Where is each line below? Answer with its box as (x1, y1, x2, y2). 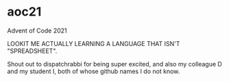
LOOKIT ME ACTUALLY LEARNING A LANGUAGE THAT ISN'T (7, 39, 180, 47)
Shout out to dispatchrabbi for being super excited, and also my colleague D (7, 60, 223, 68)
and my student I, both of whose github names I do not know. (7, 67, 180, 75)
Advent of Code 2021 (7, 26, 67, 35)
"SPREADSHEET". (7, 47, 58, 55)
